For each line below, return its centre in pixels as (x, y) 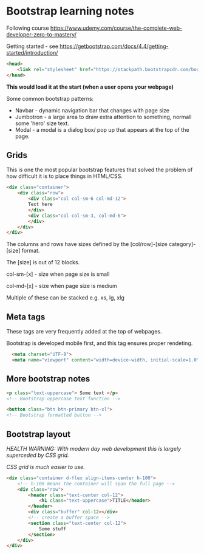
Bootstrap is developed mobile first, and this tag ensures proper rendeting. (100, 343)
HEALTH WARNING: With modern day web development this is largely (93, 448)
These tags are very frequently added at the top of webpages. (84, 332)
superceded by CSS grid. (38, 455)
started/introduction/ (32, 52)
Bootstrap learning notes (70, 11)
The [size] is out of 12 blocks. (43, 262)
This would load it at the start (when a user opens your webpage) (90, 87)
